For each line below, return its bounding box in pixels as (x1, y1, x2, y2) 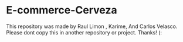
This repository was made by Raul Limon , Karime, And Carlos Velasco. (6, 23, 178, 30)
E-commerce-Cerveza (6, 3, 117, 17)
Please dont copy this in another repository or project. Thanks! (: (6, 29, 162, 36)
